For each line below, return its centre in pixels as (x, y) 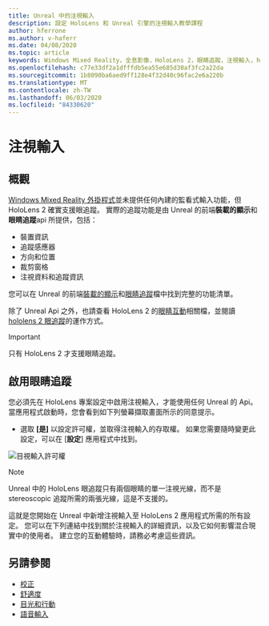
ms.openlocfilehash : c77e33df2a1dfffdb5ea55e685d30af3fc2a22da (116, 68)
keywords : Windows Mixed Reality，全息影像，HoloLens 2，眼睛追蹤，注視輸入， (132, 61)
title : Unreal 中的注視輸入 (51, 16)
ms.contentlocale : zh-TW (50, 90)
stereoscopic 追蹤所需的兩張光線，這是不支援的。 (90, 498)
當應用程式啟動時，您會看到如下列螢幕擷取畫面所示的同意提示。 (113, 411)
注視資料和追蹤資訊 (52, 277)
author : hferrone (37, 30)
